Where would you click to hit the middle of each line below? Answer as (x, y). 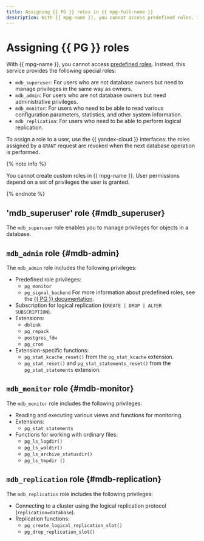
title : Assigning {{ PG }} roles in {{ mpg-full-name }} (80, 12)
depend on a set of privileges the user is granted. (68, 182)
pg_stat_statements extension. (63, 370)
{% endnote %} (26, 194)
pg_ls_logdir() (43, 441)
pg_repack (37, 332)
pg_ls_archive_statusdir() (58, 454)
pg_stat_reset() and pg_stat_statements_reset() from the (97, 363)
